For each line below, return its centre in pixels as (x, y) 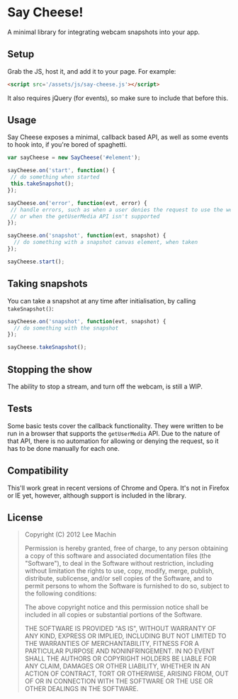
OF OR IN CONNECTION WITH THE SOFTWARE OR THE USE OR (119, 681)
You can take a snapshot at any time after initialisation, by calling (102, 301)
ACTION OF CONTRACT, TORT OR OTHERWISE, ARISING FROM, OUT (126, 673)
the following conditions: (61, 593)
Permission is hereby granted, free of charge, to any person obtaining (126, 548)
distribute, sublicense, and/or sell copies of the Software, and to (118, 578)
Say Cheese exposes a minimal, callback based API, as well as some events (118, 137)
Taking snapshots (48, 284)
